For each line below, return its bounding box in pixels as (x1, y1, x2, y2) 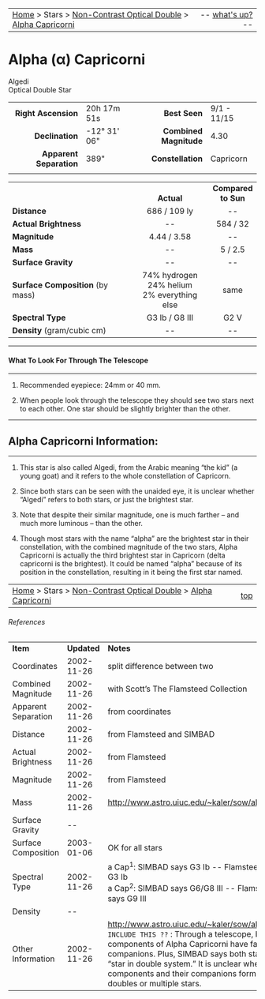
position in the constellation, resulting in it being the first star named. (19, 567, 243, 576)
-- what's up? (200, 9, 253, 20)
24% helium (147, 280, 193, 291)
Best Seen (163, 107, 203, 118)
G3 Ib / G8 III (146, 312, 194, 323)
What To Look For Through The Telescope (8, 355, 148, 365)
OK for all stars (107, 843, 163, 854)
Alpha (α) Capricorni (8, 51, 146, 69)
